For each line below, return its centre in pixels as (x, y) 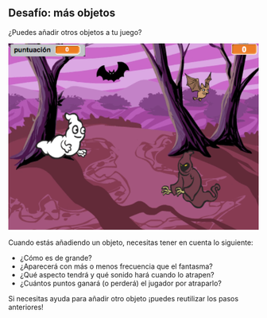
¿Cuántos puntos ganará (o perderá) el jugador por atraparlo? (121, 283)
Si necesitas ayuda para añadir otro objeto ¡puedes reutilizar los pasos (124, 298)
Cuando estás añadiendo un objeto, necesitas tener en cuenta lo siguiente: (131, 242)
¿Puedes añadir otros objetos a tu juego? (75, 32)
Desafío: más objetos (62, 13)
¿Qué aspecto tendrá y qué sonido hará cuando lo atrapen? (117, 274)
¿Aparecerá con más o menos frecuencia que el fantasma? (116, 266)
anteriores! (26, 307)
